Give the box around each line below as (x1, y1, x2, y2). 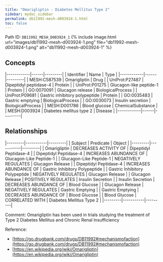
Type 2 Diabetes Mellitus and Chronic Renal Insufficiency (5, 217, 120, 222)
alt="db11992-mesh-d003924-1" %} (39, 44, 112, 50)
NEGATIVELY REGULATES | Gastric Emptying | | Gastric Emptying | (5, 186, 139, 193)
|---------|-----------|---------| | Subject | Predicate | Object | (5, 140, 129, 146)
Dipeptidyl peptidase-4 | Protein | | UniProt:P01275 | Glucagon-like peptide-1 (5, 82, 159, 88)
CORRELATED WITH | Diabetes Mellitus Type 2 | (5, 197, 101, 203)
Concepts (5, 59, 36, 67)
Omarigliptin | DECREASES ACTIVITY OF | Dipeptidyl (45, 145, 150, 151)
